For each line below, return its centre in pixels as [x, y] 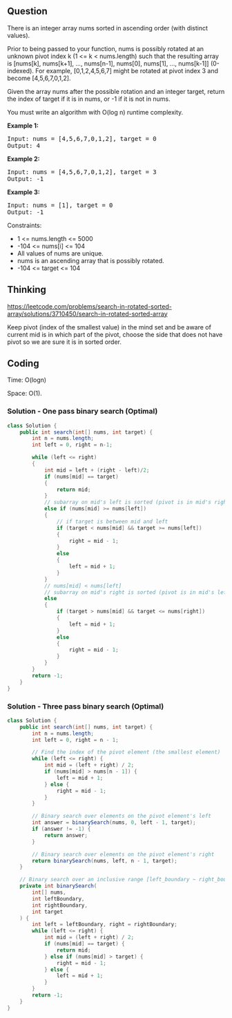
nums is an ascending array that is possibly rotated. [90, 260]
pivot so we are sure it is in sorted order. [65, 342]
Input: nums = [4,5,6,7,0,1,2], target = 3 [82, 172]
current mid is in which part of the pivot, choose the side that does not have [115, 334]
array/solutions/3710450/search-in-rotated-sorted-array [87, 314]
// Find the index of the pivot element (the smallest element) [126, 752]
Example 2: [23, 159]
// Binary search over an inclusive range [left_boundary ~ [108, 880]
